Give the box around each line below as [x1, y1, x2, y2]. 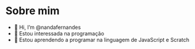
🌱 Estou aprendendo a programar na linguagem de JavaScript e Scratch [14, 36, 190, 43]
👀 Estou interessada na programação [14, 30, 105, 37]
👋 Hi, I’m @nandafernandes [14, 24, 81, 31]
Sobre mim [5, 4, 60, 18]
